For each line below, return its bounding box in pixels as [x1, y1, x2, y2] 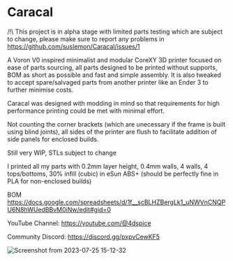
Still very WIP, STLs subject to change [7, 148, 117, 157]
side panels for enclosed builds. [7, 134, 99, 143]
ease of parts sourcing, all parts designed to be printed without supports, [7, 63, 218, 71]
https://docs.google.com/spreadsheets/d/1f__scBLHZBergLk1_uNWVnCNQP [7, 197, 226, 206]
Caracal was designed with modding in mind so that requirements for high [7, 99, 220, 107]
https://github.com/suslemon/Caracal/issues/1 [7, 42, 140, 50]
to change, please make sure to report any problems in [7, 34, 165, 43]
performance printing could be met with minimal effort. [7, 106, 165, 115]
